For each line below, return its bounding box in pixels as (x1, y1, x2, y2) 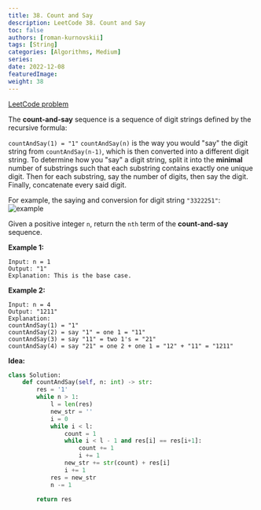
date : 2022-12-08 (8, 63, 65, 71)
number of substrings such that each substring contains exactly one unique (8, 163, 253, 173)
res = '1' (36, 385, 68, 394)
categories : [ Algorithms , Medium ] (8, 48, 122, 56)
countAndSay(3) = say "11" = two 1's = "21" (8, 335, 156, 343)
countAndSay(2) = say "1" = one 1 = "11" (8, 328, 146, 336)
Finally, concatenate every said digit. (8, 180, 127, 189)
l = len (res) (50, 400, 93, 408)
